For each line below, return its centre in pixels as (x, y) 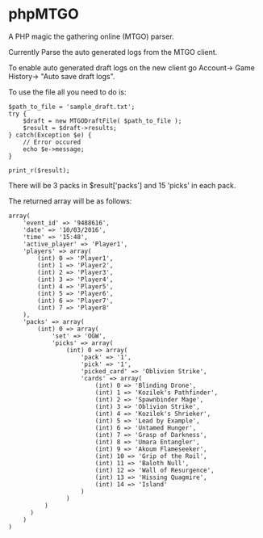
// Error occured (52, 142)
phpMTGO (44, 14)
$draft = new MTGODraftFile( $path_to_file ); (102, 121)
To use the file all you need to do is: (67, 92)
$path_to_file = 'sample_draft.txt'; (72, 107)
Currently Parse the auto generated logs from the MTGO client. (113, 52)
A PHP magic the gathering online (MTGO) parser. (92, 36)
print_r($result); (39, 170)
